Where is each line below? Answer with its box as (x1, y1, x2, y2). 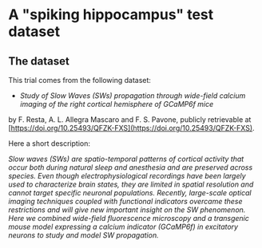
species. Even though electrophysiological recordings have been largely (8, 171, 246, 180)
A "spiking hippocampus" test (8, 6, 214, 24)
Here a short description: (8, 139, 90, 148)
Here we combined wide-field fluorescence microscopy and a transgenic (8, 214, 250, 222)
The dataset (8, 54, 69, 68)
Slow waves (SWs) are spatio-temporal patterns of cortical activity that (8, 154, 244, 163)
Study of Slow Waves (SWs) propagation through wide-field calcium (19, 91, 246, 100)
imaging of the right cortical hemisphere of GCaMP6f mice (19, 100, 214, 108)
